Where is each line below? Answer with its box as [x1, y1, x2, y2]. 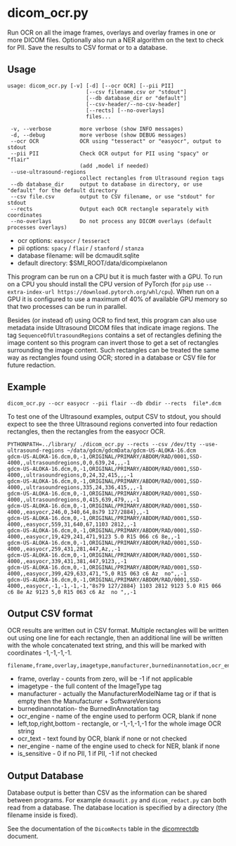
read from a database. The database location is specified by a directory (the [7, 804, 228, 812]
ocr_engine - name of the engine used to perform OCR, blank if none [17, 712, 217, 721]
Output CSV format [7, 607, 93, 619]
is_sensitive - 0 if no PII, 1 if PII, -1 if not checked [17, 750, 157, 758]
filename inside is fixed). [7, 811, 79, 819]
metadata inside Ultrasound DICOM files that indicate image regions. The [7, 323, 219, 332]
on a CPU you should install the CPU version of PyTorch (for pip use [7, 279, 204, 288]
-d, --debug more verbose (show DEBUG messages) [10, 132, 188, 139]
